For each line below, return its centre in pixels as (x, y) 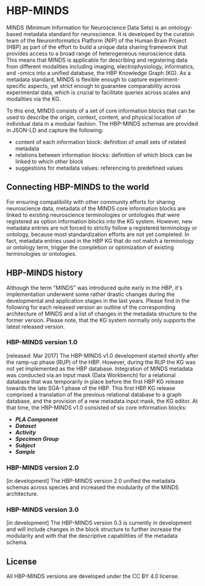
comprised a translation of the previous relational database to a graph (94, 394)
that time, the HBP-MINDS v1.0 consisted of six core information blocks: (97, 407)
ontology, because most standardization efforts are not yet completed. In (98, 234)
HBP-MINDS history (45, 273)
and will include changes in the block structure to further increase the (94, 529)
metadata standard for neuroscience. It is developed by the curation (109, 34)
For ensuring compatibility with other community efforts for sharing (91, 201)
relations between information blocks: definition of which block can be (104, 155)
